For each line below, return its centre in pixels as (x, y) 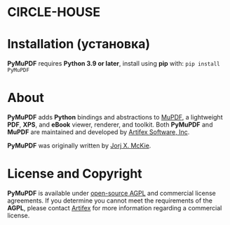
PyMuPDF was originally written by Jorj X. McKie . (79, 146)
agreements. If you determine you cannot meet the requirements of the (110, 201)
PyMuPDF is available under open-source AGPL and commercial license (111, 193)
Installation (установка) (79, 44)
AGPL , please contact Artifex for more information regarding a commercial (115, 208)
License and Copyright (75, 174)
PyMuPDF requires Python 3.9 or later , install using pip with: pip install (114, 64)
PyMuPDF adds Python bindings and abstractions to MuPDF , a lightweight (115, 117)
